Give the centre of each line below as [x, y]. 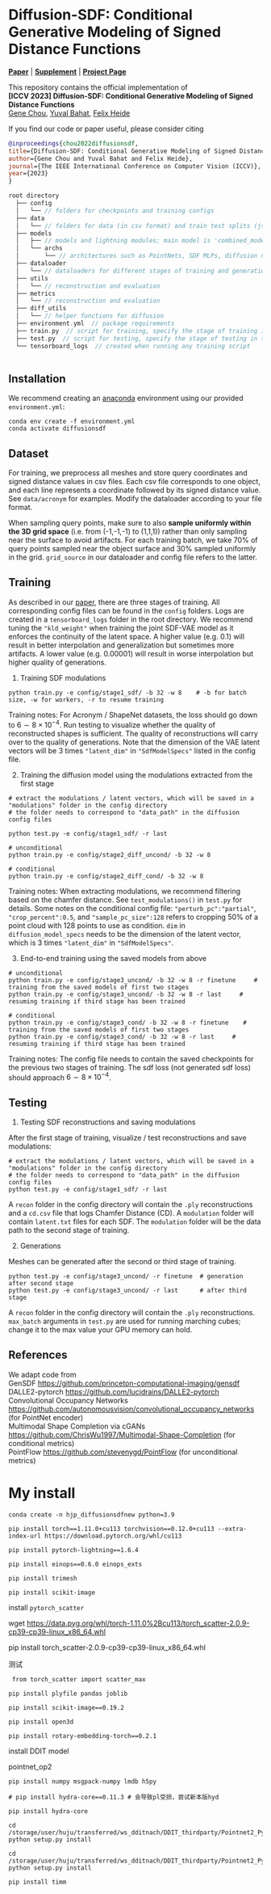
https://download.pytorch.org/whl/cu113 [113, 1536]
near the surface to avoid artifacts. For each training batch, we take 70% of [133, 540]
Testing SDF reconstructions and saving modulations [108, 1122]
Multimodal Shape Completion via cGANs [77, 1426]
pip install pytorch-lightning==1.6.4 [73, 1550]
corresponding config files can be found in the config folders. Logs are [126, 610]
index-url [25, 1536]
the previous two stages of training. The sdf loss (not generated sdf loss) [130, 1067]
